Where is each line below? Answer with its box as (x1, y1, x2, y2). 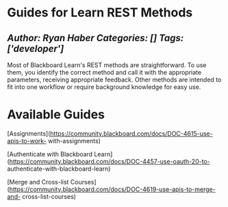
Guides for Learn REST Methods (7, 5, 193, 21)
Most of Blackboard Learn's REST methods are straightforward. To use (7, 61, 207, 69)
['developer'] (7, 42, 64, 54)
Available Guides (7, 107, 105, 123)
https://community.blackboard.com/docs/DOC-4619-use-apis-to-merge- (9, 185, 216, 193)
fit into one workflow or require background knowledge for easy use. (7, 83, 201, 90)
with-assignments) (47, 136, 101, 145)
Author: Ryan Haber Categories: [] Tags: (7, 32, 184, 44)
